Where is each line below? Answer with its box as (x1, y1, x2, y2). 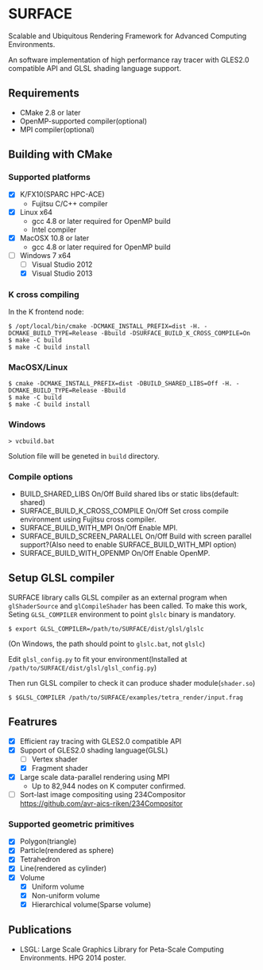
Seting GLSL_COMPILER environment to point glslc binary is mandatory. (8, 609, 236, 619)
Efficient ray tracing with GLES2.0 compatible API (19, 736, 182, 745)
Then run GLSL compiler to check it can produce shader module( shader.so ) (8, 678, 256, 687)
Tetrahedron (19, 855, 61, 864)
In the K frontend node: (8, 307, 84, 317)
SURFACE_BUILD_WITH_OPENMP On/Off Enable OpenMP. (19, 549, 211, 557)
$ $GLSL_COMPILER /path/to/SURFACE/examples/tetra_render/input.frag (8, 694, 244, 702)
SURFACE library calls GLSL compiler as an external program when (8, 593, 228, 602)
